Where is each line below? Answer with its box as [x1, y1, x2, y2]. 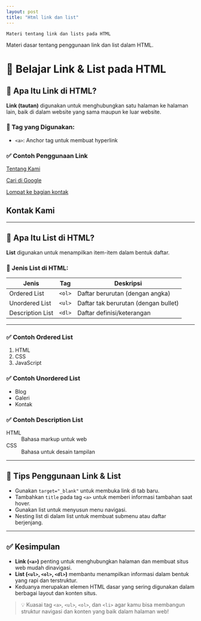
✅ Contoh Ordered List [6, 333, 73, 341]
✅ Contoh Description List [6, 415, 84, 424]
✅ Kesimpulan [6, 542, 60, 552]
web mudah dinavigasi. [14, 564, 72, 571]
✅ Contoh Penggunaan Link [6, 151, 88, 160]
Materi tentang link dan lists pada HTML [6, 31, 111, 36]
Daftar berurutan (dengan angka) [77, 290, 170, 298]
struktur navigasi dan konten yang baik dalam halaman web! [20, 608, 169, 615]
